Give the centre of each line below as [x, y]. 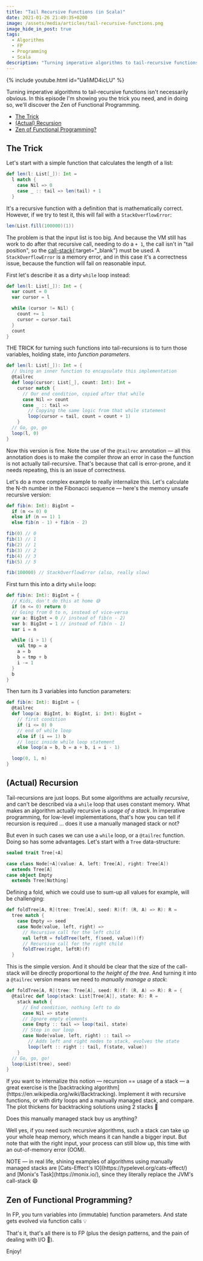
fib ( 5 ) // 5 [21, 562]
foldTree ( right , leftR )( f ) [56, 949]
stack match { [35, 1002]
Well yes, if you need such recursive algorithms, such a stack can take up [98, 1131]
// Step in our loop [48, 1030]
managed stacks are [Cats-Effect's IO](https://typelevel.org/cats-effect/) [97, 1168]
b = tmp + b [32, 657]
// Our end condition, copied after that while [83, 394]
